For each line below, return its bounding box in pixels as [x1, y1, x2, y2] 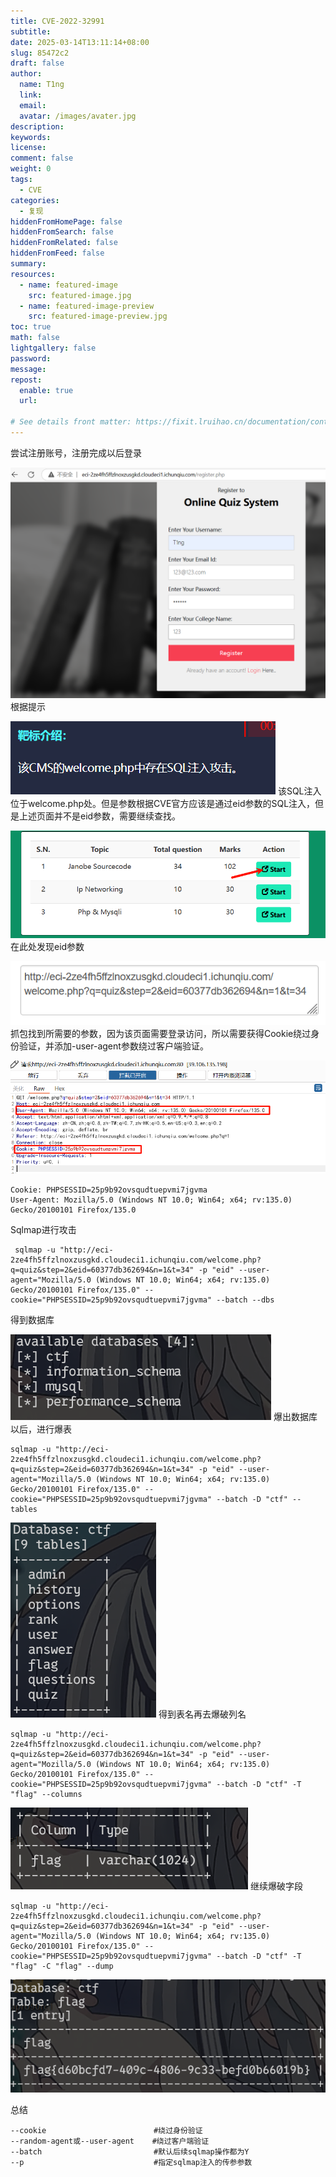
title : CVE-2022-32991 [10, 16, 105, 26]
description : [10, 121, 65, 132]
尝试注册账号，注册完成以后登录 [10, 446, 142, 459]
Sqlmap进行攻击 [10, 1223, 77, 1235]
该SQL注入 [277, 785, 322, 797]
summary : [10, 259, 47, 269]
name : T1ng [19, 80, 65, 90]
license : [10, 143, 47, 153]
